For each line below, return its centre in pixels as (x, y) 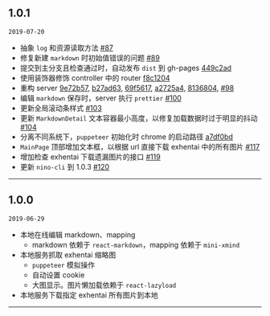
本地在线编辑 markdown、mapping (78, 234)
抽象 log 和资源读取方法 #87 (67, 47)
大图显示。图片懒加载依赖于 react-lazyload (104, 285)
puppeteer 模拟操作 (63, 265)
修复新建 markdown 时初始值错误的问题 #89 (90, 57)
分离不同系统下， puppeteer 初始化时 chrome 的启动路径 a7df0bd (126, 137)
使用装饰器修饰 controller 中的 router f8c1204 (95, 78)
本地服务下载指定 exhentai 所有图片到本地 (89, 295)
